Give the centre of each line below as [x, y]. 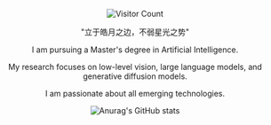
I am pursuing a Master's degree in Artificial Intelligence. [135, 50]
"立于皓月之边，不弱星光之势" [135, 32]
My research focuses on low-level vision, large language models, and [135, 67]
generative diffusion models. [135, 76]
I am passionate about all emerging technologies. [135, 94]
